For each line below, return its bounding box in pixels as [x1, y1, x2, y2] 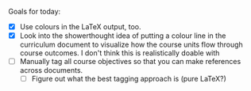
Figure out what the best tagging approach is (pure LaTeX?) [31, 74, 226, 84]
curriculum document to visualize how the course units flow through [19, 40, 244, 50]
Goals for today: [8, 7, 61, 16]
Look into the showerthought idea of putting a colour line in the [19, 31, 226, 40]
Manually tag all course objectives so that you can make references [19, 57, 241, 66]
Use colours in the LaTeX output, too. [19, 22, 141, 31]
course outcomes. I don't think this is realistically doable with [19, 48, 220, 58]
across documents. [19, 66, 83, 75]
